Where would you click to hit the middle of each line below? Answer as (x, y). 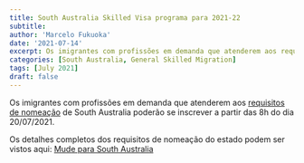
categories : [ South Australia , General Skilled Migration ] (123, 60)
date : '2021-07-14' (46, 43)
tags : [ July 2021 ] (44, 69)
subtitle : (28, 26)
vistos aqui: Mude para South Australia (81, 149)
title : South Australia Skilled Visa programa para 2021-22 (125, 18)
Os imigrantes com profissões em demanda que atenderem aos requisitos (147, 102)
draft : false (34, 77)
